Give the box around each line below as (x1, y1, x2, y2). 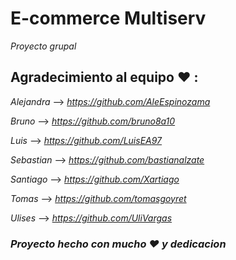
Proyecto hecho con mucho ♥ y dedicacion (10, 237, 227, 251)
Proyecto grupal (10, 40, 77, 52)
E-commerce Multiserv (10, 7, 207, 30)
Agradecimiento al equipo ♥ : (10, 69, 199, 86)
